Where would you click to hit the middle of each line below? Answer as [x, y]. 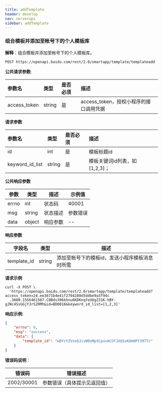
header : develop [21, 14]
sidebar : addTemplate [27, 23]
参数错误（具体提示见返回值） [76, 383]
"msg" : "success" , [32, 332]
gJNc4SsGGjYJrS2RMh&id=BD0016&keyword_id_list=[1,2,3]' [63, 304]
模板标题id [101, 151]
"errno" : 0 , [26, 327]
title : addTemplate [25, 9]
